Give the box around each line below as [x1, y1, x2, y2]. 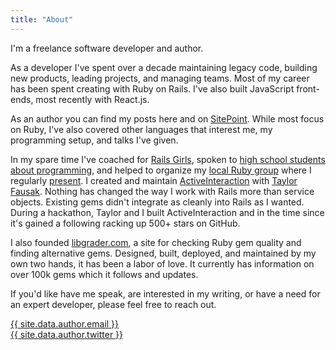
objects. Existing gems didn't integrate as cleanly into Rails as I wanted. [10, 196, 305, 208]
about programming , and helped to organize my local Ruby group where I [10, 164, 312, 176]
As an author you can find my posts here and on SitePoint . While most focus [10, 112, 325, 125]
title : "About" [10, 14, 74, 25]
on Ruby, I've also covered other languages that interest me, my [10, 123, 273, 135]
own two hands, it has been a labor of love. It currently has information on [10, 257, 315, 270]
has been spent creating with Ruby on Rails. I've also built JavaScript [10, 82, 295, 95]
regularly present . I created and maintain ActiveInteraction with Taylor [10, 174, 298, 186]
